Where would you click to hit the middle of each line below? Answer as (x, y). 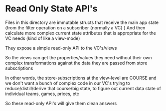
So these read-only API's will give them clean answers (61, 103)
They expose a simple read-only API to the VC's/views (61, 48)
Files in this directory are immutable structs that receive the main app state (82, 22)
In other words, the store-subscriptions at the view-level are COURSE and (81, 78)
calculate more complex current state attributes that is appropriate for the (81, 33)
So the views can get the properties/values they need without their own (79, 57)
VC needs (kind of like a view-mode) (43, 38)
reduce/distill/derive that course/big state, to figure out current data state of (83, 88)
